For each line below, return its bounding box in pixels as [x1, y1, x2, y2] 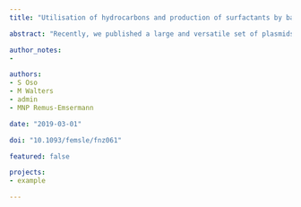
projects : [9, 168, 47, 177]
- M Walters [9, 87, 54, 96]
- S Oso [9, 78, 39, 88]
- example [9, 177, 47, 185]
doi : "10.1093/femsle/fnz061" [9, 135, 123, 144]
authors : [9, 70, 42, 79]
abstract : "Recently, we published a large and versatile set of [9, 29, 258, 39]
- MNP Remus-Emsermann [9, 103, 94, 112]
